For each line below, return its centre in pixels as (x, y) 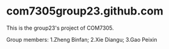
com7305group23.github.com (85, 11)
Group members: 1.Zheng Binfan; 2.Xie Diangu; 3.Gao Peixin (82, 39)
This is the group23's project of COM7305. (60, 28)
